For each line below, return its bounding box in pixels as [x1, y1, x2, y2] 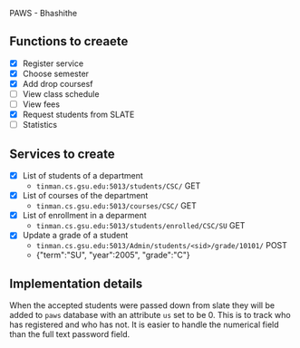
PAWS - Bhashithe [9, 8, 78, 18]
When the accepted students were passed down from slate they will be [9, 300, 275, 311]
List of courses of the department [22, 190, 149, 201]
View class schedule [22, 89, 100, 99]
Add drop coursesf [22, 78, 93, 89]
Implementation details [9, 275, 143, 291]
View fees [22, 99, 61, 110]
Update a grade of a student [22, 230, 129, 241]
